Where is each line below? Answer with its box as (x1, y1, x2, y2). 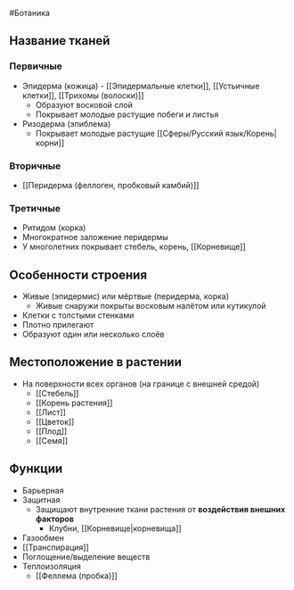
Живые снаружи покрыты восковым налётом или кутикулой (35, 301, 266, 312)
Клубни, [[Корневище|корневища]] (48, 522, 182, 534)
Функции (9, 461, 63, 477)
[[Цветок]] (35, 416, 75, 427)
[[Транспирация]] (21, 542, 89, 553)
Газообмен (21, 532, 64, 543)
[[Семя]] (35, 435, 69, 445)
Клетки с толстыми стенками (21, 310, 135, 320)
